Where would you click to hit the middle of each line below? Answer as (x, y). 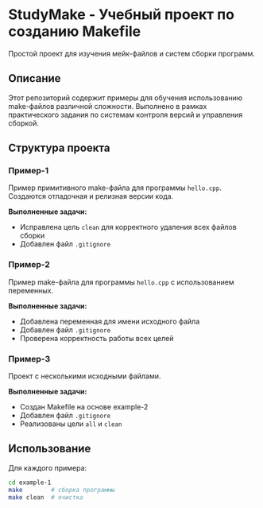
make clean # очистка (46, 497)
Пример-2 (29, 265)
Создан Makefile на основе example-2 (84, 407)
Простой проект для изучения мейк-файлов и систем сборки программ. (132, 53)
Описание (35, 78)
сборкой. (24, 123)
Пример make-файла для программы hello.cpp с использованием (121, 282)
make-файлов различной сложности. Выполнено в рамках (108, 106)
